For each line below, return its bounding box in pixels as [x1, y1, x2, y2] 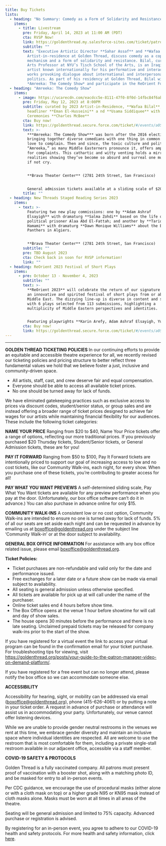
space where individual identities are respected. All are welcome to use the [5, 735, 158, 741]
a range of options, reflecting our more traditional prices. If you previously [5, 433, 156, 440]
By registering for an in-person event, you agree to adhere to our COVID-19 [5, 825, 158, 831]
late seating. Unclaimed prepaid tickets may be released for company [12, 623, 154, 629]
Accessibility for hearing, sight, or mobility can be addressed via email [5, 693, 148, 699]
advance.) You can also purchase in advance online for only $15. [5, 500, 137, 506]
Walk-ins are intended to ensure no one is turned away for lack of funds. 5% [5, 515, 161, 521]
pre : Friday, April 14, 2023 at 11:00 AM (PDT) [23, 30, 123, 35]
